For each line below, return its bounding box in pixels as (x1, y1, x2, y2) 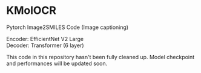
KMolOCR (6, 4, 56, 17)
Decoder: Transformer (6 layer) (6, 42, 84, 49)
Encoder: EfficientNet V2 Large (6, 35, 84, 42)
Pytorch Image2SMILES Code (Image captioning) (6, 24, 129, 31)
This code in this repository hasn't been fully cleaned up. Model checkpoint (6, 53, 195, 60)
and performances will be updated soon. (6, 60, 108, 67)
